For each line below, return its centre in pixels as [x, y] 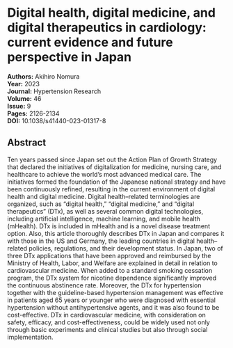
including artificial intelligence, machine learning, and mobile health [104, 219]
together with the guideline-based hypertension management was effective [115, 292]
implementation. [30, 337]
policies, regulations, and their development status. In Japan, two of [126, 248]
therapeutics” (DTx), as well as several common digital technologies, [105, 211]
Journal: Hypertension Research [54, 91]
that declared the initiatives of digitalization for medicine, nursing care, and [114, 167]
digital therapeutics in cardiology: [107, 27]
